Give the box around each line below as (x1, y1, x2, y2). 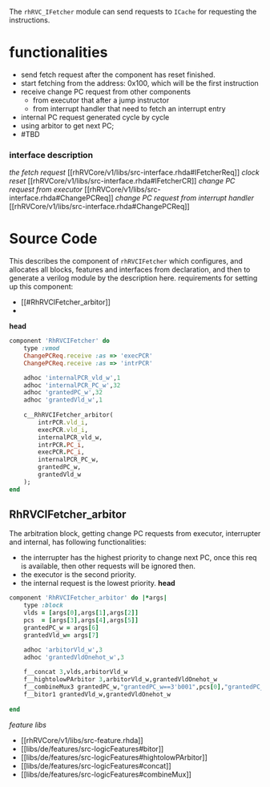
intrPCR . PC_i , (38, 441, 85, 449)
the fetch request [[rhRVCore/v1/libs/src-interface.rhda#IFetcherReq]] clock (9, 167, 260, 177)
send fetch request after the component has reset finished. (20, 70, 216, 79)
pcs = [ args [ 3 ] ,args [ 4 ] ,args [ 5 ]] (23, 616, 139, 624)
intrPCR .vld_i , (38, 418, 89, 426)
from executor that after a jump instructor (32, 95, 170, 105)
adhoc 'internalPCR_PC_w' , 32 (23, 381, 121, 389)
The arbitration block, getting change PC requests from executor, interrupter (9, 529, 261, 539)
